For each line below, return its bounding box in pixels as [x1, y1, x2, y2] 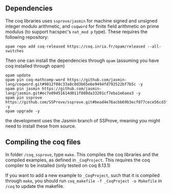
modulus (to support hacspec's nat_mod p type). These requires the [5, 28, 147, 35]
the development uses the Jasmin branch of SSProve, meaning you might [5, 117, 160, 123]
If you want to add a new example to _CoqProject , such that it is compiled [5, 172, 160, 178]
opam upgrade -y [5, 109, 40, 114]
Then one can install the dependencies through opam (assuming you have [5, 57, 159, 63]
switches [5, 48, 24, 53]
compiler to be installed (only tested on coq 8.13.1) [5, 162, 111, 168]
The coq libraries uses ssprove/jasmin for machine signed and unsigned [5, 17, 158, 24]
